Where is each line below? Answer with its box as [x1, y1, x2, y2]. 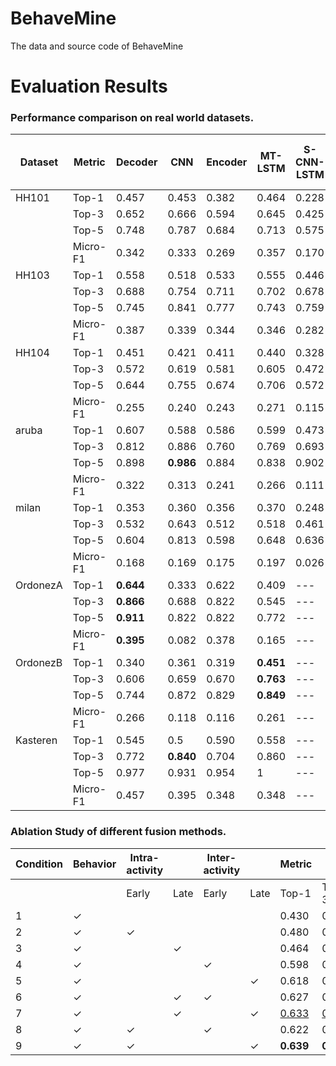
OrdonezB [15, 656, 63, 670]
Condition [15, 857, 63, 871]
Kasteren [15, 733, 58, 747]
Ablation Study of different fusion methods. [10, 825, 227, 839]
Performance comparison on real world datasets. [10, 111, 255, 125]
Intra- [129, 850, 160, 864]
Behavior [73, 857, 117, 871]
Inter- [206, 850, 237, 864]
